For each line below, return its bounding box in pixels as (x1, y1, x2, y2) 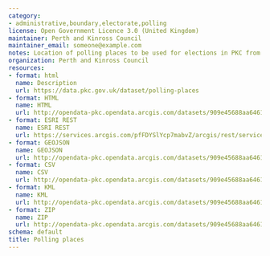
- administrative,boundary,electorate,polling (8, 19, 167, 27)
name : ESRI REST (15, 124, 70, 132)
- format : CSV (8, 161, 56, 169)
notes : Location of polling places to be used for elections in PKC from (8, 49, 261, 57)
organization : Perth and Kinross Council (8, 57, 149, 65)
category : (8, 11, 42, 20)
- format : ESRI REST (8, 116, 78, 124)
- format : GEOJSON (8, 138, 70, 147)
